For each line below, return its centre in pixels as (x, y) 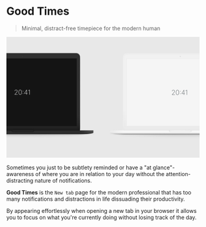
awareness (20, 174)
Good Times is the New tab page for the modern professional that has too (99, 192)
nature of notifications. (63, 180)
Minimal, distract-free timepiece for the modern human (91, 28)
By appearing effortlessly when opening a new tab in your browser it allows (102, 210)
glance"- (164, 167)
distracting (20, 180)
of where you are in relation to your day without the (100, 174)
